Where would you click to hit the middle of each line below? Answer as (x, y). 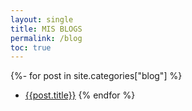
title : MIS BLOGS (46, 29)
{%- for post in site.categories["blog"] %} (96, 76)
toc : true (31, 47)
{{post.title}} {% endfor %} (80, 95)
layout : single (42, 19)
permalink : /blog (46, 38)
